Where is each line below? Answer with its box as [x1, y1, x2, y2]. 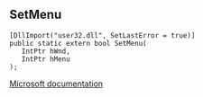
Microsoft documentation [9, 78, 104, 89]
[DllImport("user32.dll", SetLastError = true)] [9, 31, 196, 40]
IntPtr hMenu [21, 54, 70, 64]
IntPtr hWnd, [21, 47, 70, 56]
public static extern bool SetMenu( [9, 39, 147, 48]
